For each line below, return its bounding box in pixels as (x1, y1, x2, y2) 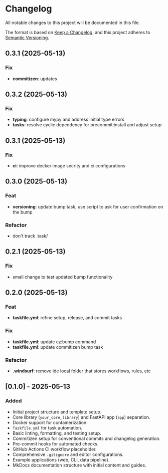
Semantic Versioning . (5, 35, 49, 41)
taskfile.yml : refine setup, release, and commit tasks (12, 315, 122, 321)
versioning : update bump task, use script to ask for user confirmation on (12, 203, 163, 209)
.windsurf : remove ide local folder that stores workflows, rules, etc (12, 368, 151, 374)
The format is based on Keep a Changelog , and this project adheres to (5, 29, 150, 35)
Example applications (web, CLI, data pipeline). (12, 456, 110, 462)
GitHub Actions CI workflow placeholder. (12, 446, 97, 452)
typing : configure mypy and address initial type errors (12, 116, 124, 123)
